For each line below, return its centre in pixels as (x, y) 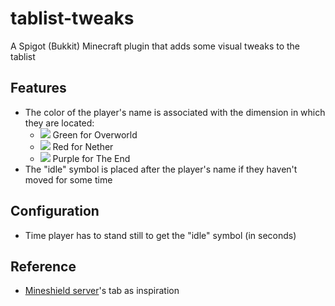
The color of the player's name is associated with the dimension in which (175, 112)
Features (38, 88)
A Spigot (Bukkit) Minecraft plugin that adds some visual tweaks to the (155, 46)
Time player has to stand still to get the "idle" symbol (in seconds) (160, 235)
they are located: (59, 123)
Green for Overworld (95, 134)
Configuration (55, 211)
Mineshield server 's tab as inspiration (102, 291)
